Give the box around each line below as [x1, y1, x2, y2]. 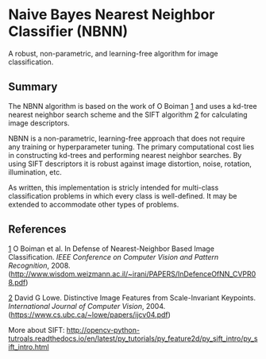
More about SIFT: [8, 325, 65, 334]
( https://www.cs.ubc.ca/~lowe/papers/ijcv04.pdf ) [8, 310, 171, 319]
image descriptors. [8, 118, 70, 128]
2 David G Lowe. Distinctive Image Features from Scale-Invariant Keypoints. [8, 292, 256, 303]
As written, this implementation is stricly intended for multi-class [8, 183, 219, 192]
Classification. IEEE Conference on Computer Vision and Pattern [8, 252, 219, 261]
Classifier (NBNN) [8, 22, 129, 41]
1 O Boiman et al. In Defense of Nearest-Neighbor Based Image [8, 244, 214, 253]
